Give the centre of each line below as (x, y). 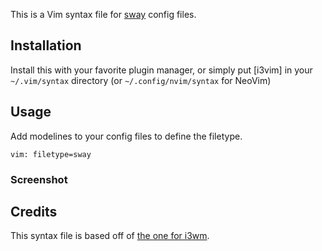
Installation (46, 45)
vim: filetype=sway (51, 154)
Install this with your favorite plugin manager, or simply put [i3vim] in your (161, 70)
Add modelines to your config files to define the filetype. (126, 136)
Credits (34, 211)
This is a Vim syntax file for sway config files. (103, 14)
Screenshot (39, 179)
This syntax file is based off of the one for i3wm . (110, 236)
